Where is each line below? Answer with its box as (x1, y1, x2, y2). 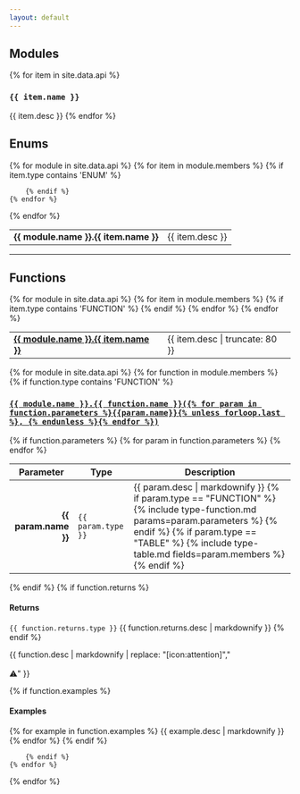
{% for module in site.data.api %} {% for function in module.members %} (9, 367, 279, 378)
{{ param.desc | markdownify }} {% (133, 480, 279, 493)
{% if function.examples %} (9, 685, 112, 696)
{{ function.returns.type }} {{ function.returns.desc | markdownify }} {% (9, 622, 285, 633)
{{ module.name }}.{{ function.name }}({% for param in (9, 399, 257, 410)
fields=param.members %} (172, 547, 286, 560)
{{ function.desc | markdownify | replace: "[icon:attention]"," (9, 649, 231, 660)
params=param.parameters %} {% (133, 514, 279, 527)
